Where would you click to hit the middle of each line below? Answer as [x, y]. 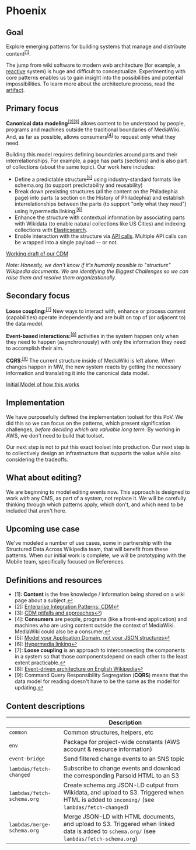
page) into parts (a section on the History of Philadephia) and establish [99, 198]
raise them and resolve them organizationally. [61, 278]
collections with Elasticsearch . [51, 230]
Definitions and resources [54, 580]
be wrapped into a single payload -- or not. [66, 243]
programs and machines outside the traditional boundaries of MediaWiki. [93, 129]
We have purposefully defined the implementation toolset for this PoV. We [95, 417]
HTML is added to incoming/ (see [109, 800]
